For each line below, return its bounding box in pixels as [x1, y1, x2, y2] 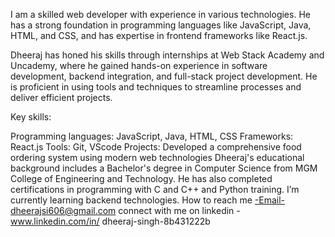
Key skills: [10, 111, 52, 123]
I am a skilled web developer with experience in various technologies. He [10, 9, 311, 20]
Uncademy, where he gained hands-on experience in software [10, 60, 268, 71]
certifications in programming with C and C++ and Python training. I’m [10, 184, 300, 195]
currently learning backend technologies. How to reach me [10, 194, 253, 206]
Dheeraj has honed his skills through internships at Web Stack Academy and [10, 49, 325, 61]
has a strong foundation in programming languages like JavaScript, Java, [10, 19, 312, 31]
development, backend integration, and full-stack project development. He [10, 70, 318, 82]
